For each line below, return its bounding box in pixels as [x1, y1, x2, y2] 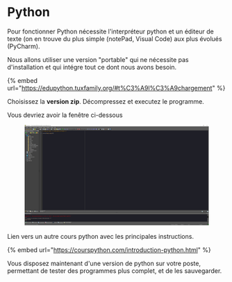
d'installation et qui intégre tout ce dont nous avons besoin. [7, 63, 177, 71]
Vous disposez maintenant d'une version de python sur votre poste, [7, 259, 201, 267]
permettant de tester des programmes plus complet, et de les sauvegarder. [7, 266, 222, 275]
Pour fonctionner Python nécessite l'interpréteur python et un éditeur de [7, 27, 214, 36]
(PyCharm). [7, 42, 40, 50]
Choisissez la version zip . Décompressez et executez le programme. [7, 97, 205, 105]
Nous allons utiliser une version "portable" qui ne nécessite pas [7, 55, 189, 63]
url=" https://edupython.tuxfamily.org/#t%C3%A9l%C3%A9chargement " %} [7, 84, 226, 92]
